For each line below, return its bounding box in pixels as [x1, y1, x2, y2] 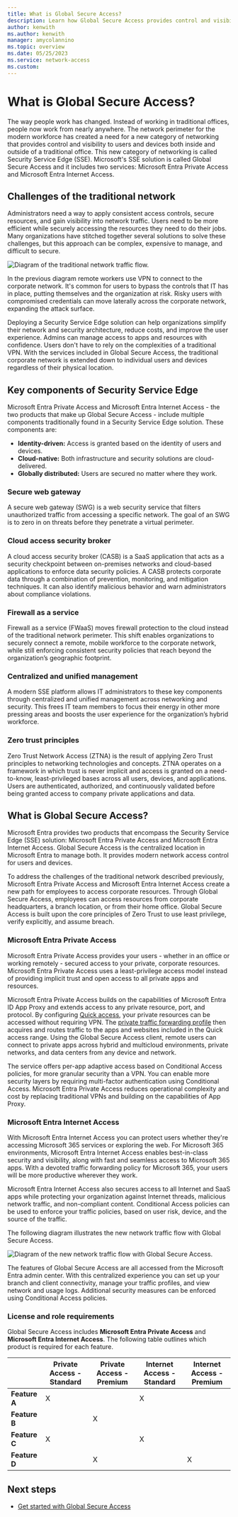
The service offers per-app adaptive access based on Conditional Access [7, 1062, 222, 1070]
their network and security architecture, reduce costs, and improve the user [7, 326, 229, 334]
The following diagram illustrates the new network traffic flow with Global [7, 1228, 221, 1238]
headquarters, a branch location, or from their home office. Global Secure [7, 902, 222, 911]
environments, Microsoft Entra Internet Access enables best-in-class [7, 1148, 208, 1157]
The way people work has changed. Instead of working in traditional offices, [7, 117, 229, 126]
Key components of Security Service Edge [7, 384, 198, 396]
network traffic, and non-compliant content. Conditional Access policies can [7, 1200, 230, 1208]
